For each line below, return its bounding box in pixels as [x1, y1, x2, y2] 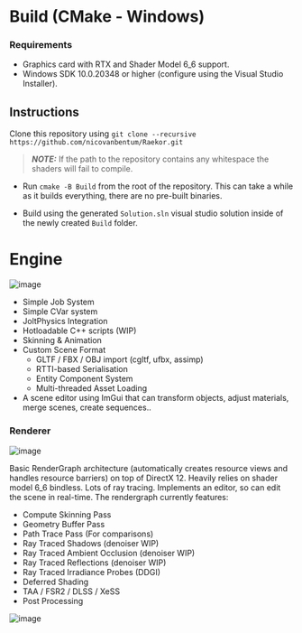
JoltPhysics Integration [22, 316, 108, 327]
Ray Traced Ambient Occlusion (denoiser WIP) [22, 547, 196, 558]
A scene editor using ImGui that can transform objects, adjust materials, [22, 393, 289, 404]
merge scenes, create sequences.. [22, 402, 151, 413]
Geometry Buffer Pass [22, 518, 105, 529]
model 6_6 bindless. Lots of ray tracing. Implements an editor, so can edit [9, 481, 281, 493]
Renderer [9, 424, 51, 437]
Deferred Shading [22, 576, 89, 587]
